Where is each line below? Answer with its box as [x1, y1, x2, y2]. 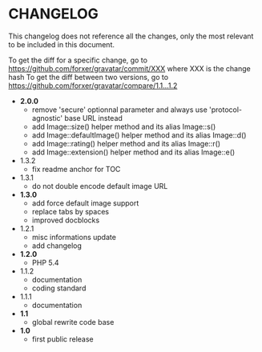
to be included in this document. [8, 39, 115, 49]
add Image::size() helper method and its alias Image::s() [31, 122, 216, 131]
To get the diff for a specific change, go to [8, 55, 148, 65]
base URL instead [63, 113, 123, 122]
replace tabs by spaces [31, 206, 110, 216]
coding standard [31, 283, 87, 293]
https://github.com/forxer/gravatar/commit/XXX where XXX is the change [8, 63, 251, 73]
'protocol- [209, 105, 243, 114]
